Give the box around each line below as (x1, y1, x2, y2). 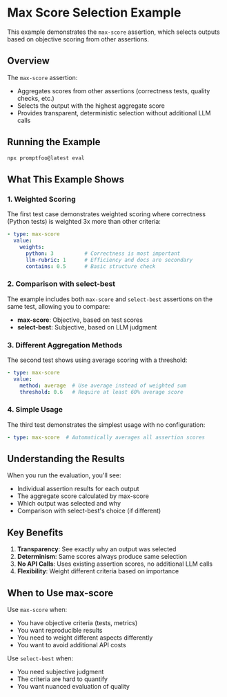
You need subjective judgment (17, 668, 104, 676)
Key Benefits (7, 526, 63, 538)
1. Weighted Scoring (7, 194, 76, 204)
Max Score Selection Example (7, 5, 181, 21)
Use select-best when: (7, 654, 74, 662)
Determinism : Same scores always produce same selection (17, 553, 188, 561)
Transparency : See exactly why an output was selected (17, 545, 177, 553)
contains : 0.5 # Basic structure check (25, 262, 156, 270)
